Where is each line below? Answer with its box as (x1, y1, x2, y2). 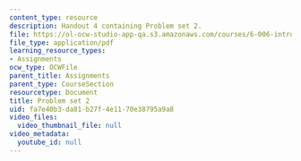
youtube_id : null (17, 138, 82, 147)
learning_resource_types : (9, 47, 106, 55)
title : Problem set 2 (9, 96, 90, 106)
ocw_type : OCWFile (9, 64, 78, 72)
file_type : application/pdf (9, 38, 115, 47)
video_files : (9, 113, 58, 122)
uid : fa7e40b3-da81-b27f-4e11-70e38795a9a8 (9, 105, 175, 114)
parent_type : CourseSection (9, 80, 115, 89)
